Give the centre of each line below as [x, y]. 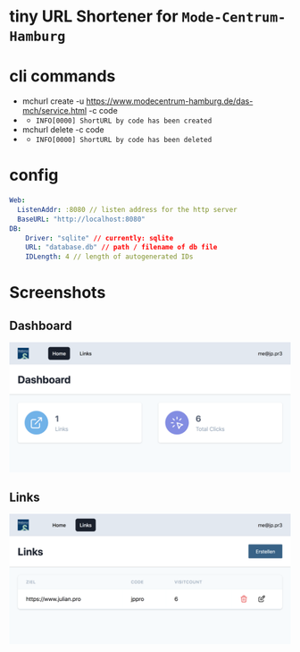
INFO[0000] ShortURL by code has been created [124, 121]
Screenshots [58, 293]
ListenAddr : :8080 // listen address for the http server [128, 209]
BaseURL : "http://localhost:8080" [81, 219]
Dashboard [41, 325]
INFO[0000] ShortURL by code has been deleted [124, 140]
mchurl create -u [53, 101]
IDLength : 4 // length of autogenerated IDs [109, 257]
